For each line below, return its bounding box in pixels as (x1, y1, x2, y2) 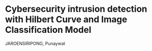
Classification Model (5, 25, 91, 35)
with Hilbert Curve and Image (5, 14, 127, 25)
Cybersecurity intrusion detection (5, 3, 148, 15)
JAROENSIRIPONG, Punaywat (5, 40, 65, 46)
